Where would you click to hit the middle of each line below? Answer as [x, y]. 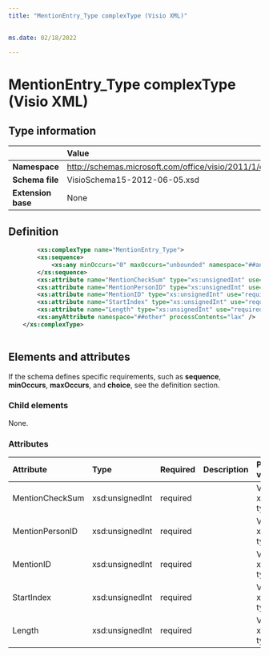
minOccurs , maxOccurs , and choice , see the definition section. [114, 385]
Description [226, 470]
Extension [32, 193]
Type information [52, 130]
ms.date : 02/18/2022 [43, 38]
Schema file [36, 180]
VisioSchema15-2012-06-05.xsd [133, 180]
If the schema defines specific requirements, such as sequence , [115, 376]
